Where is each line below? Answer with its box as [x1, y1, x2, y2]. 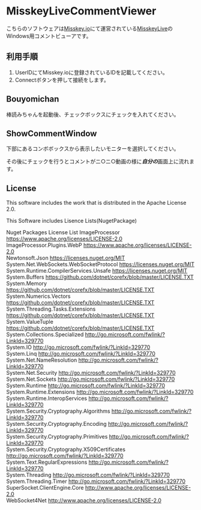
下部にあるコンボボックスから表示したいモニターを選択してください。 [6, 145, 179, 153]
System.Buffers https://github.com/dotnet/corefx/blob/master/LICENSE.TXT [6, 273, 194, 281]
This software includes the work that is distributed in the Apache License [6, 199, 187, 207]
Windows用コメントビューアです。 [6, 32, 92, 40]
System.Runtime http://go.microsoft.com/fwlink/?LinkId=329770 [6, 382, 166, 389]
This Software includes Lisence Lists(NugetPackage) [6, 217, 137, 225]
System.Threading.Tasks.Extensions [6, 305, 96, 313]
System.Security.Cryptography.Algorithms [6, 407, 110, 415]
